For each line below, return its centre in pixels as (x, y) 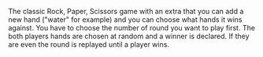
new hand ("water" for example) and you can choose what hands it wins (125, 20)
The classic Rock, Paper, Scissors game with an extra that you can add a (126, 11)
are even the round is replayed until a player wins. (89, 45)
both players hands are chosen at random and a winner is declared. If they (129, 36)
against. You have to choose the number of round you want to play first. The (132, 28)
